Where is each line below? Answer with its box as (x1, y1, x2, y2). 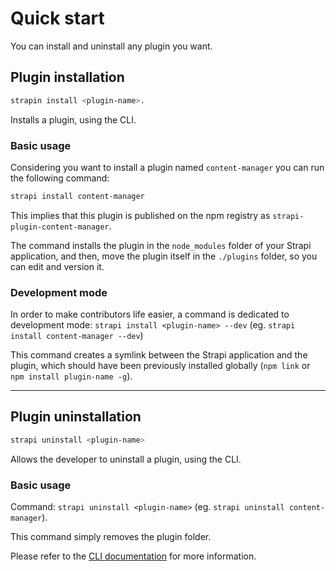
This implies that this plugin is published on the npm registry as (10, 209, 271, 221)
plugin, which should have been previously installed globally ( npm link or (10, 360, 311, 372)
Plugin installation (10, 69, 125, 86)
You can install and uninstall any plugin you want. (10, 40, 213, 52)
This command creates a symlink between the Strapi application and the (10, 349, 308, 361)
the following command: (10, 172, 110, 184)
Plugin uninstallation (10, 408, 142, 426)
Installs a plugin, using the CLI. (10, 113, 137, 126)
